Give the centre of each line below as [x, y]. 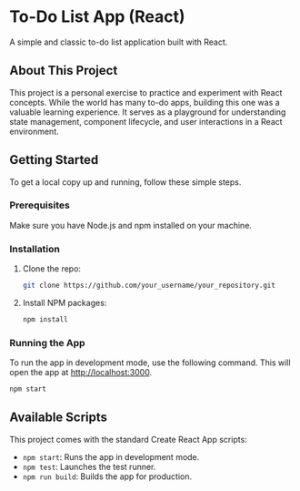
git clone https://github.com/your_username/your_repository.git [149, 286]
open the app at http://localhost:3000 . [81, 373]
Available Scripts [58, 418]
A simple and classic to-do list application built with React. [119, 42]
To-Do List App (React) [97, 17]
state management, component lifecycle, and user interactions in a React [146, 121]
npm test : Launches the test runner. [89, 466]
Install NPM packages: [65, 303]
